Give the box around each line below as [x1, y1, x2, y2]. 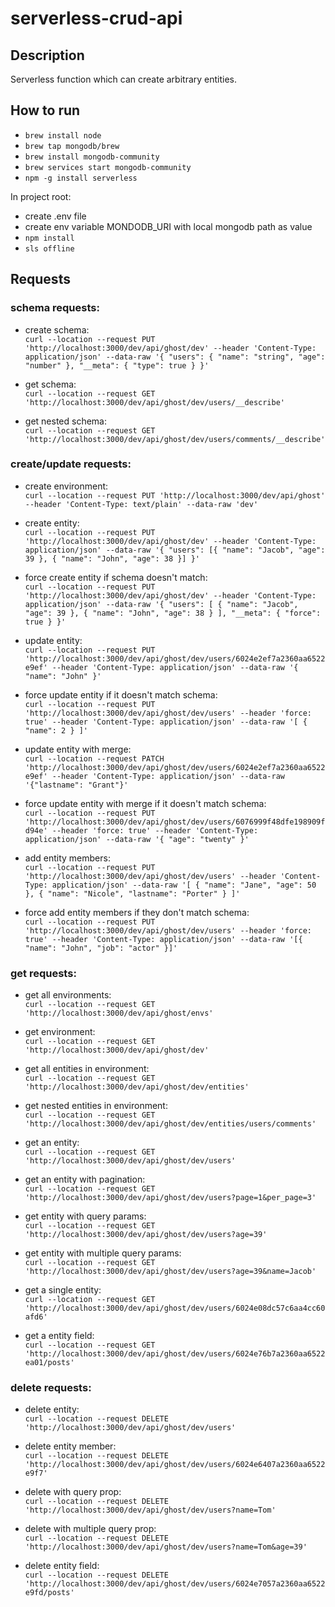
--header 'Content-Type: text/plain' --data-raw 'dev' [24, 499, 259, 509]
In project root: [10, 190, 72, 202]
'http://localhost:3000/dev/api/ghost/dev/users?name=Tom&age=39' [24, 1542, 308, 1552]
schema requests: [10, 301, 100, 315]
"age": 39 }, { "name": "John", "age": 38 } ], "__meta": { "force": [24, 608, 322, 618]
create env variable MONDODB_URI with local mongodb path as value [24, 220, 313, 232]
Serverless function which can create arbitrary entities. [10, 73, 238, 85]
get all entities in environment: [24, 1063, 150, 1075]
